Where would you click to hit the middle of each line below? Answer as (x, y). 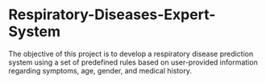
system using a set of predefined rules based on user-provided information (133, 62)
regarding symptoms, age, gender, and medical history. (100, 70)
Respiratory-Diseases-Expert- (112, 15)
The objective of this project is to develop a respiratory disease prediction (131, 53)
